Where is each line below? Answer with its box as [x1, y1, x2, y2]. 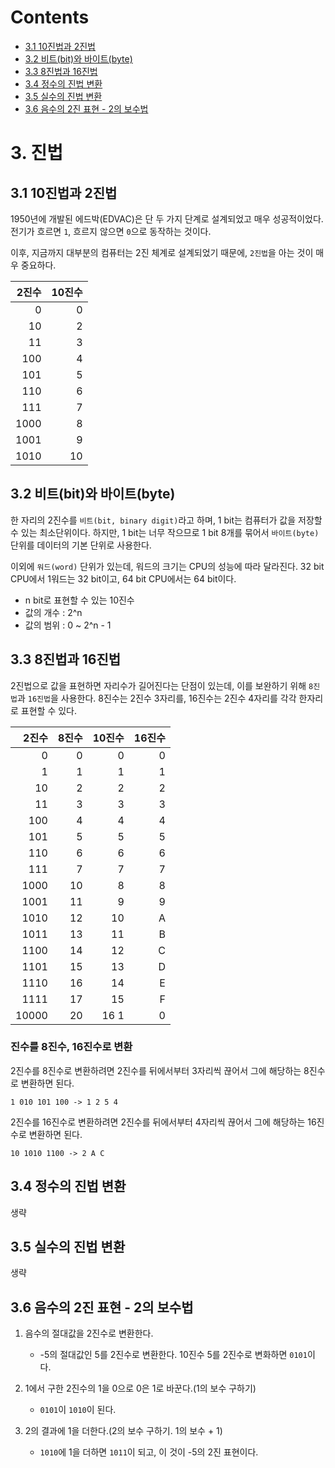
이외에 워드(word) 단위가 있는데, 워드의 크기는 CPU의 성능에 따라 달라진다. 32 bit [10, 560, 325, 572]
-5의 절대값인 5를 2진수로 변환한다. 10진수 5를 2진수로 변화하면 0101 [39, 1349, 308, 1361]
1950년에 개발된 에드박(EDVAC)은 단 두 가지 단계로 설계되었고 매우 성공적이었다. [10, 212, 324, 225]
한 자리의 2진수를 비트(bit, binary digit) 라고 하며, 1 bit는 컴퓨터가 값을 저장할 [10, 514, 323, 526]
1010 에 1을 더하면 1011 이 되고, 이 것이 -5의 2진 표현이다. [39, 1446, 259, 1458]
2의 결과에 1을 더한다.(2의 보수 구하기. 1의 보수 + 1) [24, 1425, 223, 1437]
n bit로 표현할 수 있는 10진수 [24, 594, 135, 606]
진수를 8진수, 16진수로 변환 [10, 1040, 133, 1054]
